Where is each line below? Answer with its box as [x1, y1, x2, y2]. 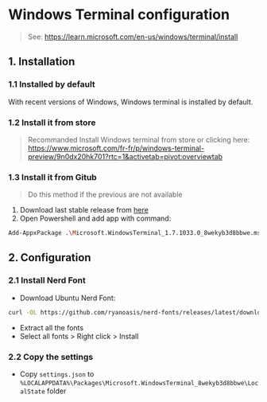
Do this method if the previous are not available [27, 189, 183, 200]
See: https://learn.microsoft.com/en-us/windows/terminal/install [27, 32, 238, 41]
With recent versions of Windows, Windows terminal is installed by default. [8, 97, 253, 107]
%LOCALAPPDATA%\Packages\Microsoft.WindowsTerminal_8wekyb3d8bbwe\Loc [19, 379, 259, 387]
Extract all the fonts [19, 322, 84, 332]
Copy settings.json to [19, 369, 95, 379]
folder [46, 386, 67, 396]
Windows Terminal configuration [8, 6, 230, 24]
